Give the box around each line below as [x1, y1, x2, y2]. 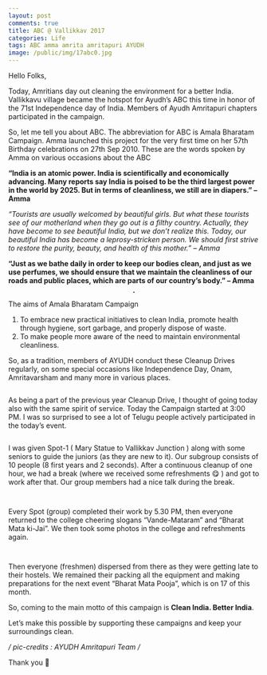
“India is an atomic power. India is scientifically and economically [8, 169, 230, 178]
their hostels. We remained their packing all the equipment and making [8, 570, 241, 580]
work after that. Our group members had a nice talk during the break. [8, 477, 235, 486]
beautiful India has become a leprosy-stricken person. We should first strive [8, 235, 259, 244]
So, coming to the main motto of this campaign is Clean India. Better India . [8, 603, 254, 612]
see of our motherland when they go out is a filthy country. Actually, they [8, 218, 249, 227]
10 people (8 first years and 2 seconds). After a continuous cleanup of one [8, 461, 253, 469]
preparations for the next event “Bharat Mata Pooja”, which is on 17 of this [8, 579, 250, 588]
